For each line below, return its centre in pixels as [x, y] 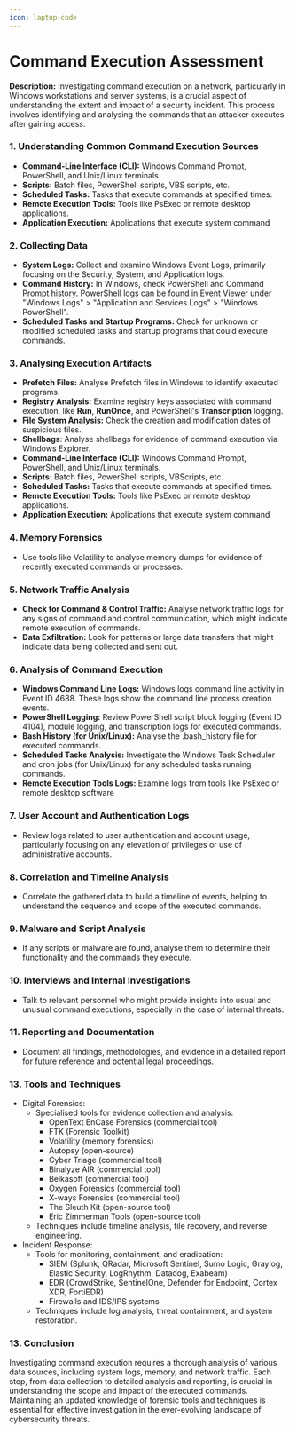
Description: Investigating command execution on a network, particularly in [147, 86]
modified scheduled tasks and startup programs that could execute [145, 331]
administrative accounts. [67, 854]
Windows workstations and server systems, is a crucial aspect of [128, 95]
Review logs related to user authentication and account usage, [136, 835]
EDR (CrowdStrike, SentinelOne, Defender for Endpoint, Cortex [163, 1283]
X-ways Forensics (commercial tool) [114, 1198]
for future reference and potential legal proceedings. [118, 1061]
